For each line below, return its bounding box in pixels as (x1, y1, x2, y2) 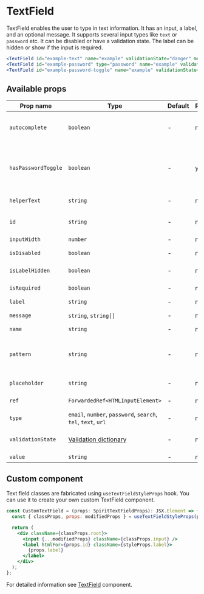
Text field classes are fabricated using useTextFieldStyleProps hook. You (6, 490, 189, 497)
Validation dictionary (68, 435, 127, 444)
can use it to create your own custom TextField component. (6, 496, 155, 503)
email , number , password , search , (68, 410, 158, 419)
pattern (9, 351, 32, 358)
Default (167, 102, 189, 110)
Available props (6, 83, 67, 94)
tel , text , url (68, 418, 106, 427)
